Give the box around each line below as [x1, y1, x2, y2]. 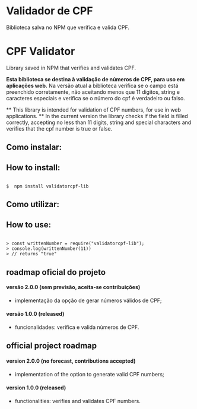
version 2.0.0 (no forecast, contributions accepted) [6, 357, 136, 364]
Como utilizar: [6, 199, 60, 210]
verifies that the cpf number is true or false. [6, 125, 113, 132]
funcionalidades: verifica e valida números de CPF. [14, 324, 139, 331]
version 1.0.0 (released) [6, 384, 66, 391]
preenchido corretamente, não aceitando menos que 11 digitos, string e [6, 88, 180, 96]
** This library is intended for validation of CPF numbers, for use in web [6, 106, 181, 113]
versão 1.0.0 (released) [6, 310, 65, 318]
